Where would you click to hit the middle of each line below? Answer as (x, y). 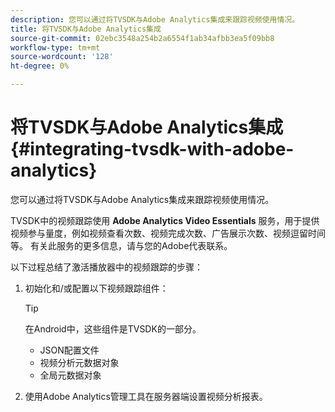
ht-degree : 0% (40, 66)
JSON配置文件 (69, 350)
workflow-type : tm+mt (55, 47)
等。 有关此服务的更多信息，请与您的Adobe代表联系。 (121, 245)
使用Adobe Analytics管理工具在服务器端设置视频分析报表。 (146, 396)
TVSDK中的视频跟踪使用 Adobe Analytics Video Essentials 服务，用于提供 (165, 220)
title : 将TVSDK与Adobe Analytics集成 (86, 29)
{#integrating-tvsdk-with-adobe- (152, 149)
